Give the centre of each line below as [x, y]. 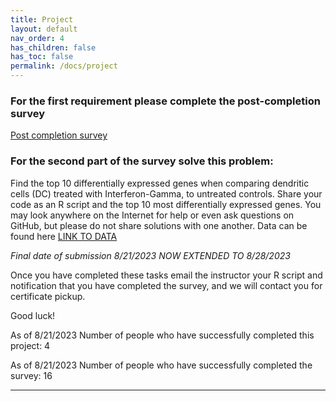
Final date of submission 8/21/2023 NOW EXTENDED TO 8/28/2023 [150, 255]
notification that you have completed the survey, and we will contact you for [166, 285]
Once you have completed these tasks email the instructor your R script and [166, 275]
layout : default [44, 29]
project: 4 [30, 345]
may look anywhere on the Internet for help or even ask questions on [152, 215]
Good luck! [33, 315]
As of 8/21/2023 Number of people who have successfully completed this [162, 335]
